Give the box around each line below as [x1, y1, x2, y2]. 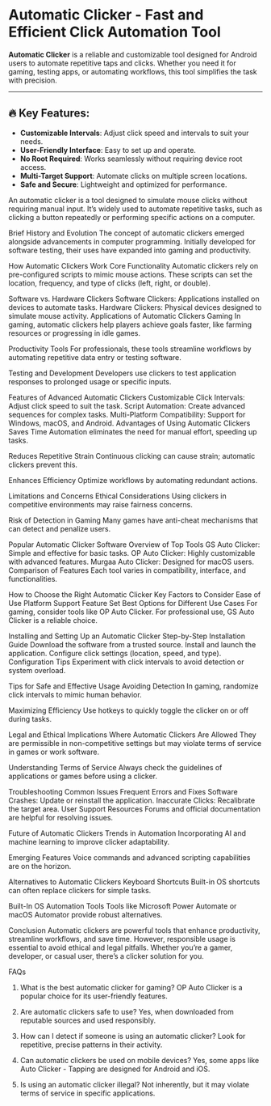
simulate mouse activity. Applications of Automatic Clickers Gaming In [8, 311, 241, 320]
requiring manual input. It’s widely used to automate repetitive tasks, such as [8, 204, 263, 214]
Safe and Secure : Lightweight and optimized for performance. [19, 180, 227, 189]
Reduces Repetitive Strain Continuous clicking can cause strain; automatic [8, 451, 256, 460]
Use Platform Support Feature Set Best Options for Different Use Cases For [8, 598, 258, 608]
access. [19, 162, 47, 172]
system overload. [8, 665, 66, 675]
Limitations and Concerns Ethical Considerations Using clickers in [8, 491, 227, 501]
